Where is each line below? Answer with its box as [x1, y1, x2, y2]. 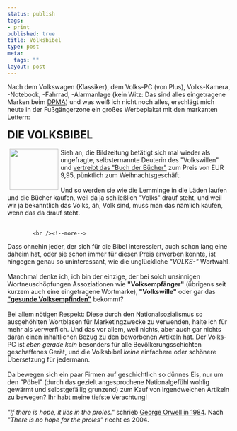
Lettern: [7, 113, 30, 121]
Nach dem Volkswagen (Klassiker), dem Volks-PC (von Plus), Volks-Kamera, [7, 82, 231, 91]
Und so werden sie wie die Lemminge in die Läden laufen [60, 186, 228, 194]
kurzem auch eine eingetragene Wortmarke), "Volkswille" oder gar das [7, 287, 216, 296]
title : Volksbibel [7, 37, 62, 44]
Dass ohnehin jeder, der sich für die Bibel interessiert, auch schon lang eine [7, 242, 228, 250]
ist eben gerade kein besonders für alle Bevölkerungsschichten [17, 340, 202, 348]
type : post [7, 43, 40, 50]
